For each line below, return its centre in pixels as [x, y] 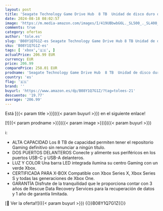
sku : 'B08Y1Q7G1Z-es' [27, 46]
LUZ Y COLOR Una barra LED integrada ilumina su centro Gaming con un [85, 163]
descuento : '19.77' [25, 95]
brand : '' [15, 86]
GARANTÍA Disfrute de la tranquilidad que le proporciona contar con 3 [82, 184]
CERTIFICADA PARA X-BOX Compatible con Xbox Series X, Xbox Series [84, 173]
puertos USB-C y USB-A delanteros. [48, 158]
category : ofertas [24, 32]
